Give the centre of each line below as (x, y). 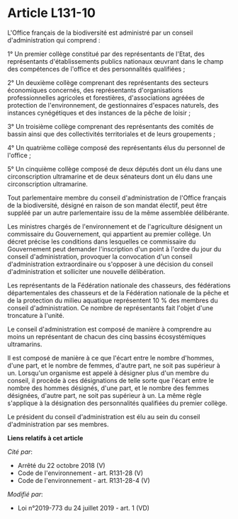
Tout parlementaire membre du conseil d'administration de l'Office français (117, 198)
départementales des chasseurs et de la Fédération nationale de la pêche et (118, 292)
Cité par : (20, 452)
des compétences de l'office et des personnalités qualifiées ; (96, 69)
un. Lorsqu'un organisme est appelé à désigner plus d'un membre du (108, 372)
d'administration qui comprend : (54, 40)
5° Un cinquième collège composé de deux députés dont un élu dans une (115, 169)
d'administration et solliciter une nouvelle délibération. (86, 271)
